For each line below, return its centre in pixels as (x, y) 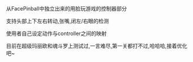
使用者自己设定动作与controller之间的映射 (56, 33)
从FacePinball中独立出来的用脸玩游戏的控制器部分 (66, 8)
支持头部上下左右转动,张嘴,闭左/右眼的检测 (58, 21)
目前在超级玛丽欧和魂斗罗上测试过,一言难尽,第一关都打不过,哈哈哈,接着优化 (97, 46)
